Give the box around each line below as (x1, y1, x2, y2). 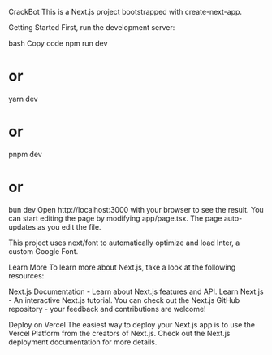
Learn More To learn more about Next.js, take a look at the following (8, 262, 236, 272)
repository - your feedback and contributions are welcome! (8, 304, 206, 313)
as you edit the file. (37, 221, 101, 231)
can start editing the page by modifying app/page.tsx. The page (8, 213, 222, 223)
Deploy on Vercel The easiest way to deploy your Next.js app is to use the (8, 319, 256, 329)
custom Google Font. (8, 246, 79, 256)
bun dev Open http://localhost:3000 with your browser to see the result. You (8, 204, 264, 214)
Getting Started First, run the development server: (8, 23, 175, 32)
